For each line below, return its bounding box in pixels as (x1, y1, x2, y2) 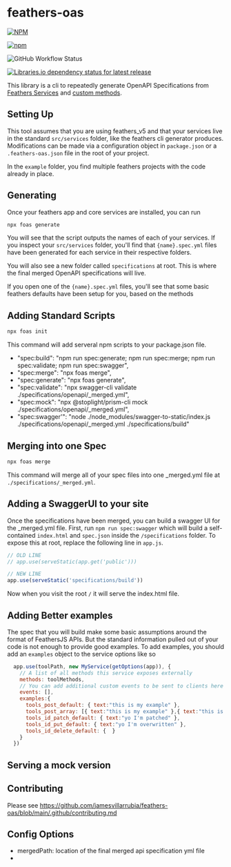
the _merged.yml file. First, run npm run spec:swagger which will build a (7, 523, 208, 532)
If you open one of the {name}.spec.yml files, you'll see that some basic (7, 282, 210, 291)
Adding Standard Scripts (7, 309, 116, 322)
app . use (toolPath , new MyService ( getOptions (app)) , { (13, 663, 171, 670)
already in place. (7, 169, 54, 177)
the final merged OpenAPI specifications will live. (7, 269, 146, 277)
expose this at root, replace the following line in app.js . (7, 538, 163, 547)
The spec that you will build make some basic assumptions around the (7, 627, 207, 636)
